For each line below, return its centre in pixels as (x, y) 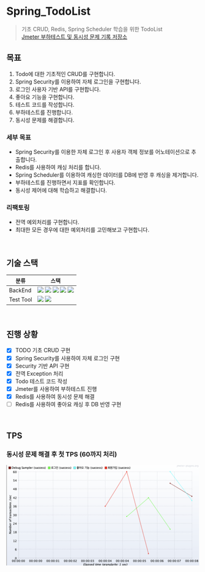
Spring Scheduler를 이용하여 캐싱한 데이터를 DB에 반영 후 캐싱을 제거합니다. (107, 175)
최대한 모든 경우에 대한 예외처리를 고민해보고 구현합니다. (82, 230)
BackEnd (20, 290)
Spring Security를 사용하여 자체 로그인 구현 (68, 358)
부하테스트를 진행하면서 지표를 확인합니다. (65, 183)
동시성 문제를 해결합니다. (45, 120)
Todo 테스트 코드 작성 (41, 381)
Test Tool (20, 300)
